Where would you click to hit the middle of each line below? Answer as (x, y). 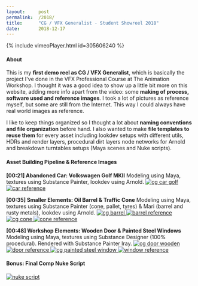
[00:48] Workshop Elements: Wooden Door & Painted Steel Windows (94, 230)
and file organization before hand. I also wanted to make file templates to (98, 129)
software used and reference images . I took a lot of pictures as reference (98, 98)
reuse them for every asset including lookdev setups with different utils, (95, 135)
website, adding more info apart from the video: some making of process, (98, 92)
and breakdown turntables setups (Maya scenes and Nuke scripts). (89, 148)
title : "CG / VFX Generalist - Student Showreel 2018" (83, 23)
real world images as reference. (45, 111)
